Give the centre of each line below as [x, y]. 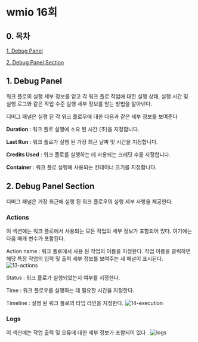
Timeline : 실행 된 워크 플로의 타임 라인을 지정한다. [65, 303]
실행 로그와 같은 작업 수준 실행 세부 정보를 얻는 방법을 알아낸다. [79, 104]
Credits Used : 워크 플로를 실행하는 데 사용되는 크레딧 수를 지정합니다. [89, 154]
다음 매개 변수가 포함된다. [36, 238]
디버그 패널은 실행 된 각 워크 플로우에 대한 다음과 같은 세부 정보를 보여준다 [92, 116]
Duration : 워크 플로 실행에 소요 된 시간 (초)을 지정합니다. [73, 129]
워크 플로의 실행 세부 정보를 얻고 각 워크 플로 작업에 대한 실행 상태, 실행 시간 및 [98, 96]
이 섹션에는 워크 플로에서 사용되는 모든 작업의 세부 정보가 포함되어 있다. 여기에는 [99, 231]
